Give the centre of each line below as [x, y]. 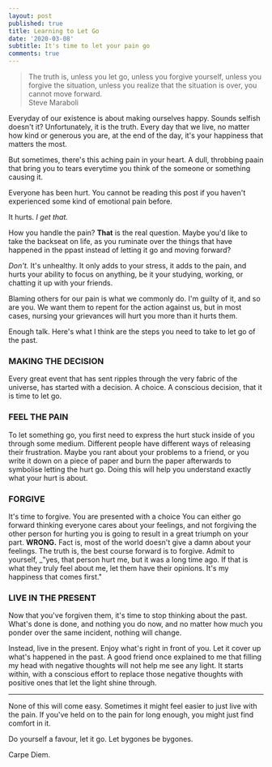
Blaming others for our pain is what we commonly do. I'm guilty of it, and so [134, 298]
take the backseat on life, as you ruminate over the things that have [121, 241]
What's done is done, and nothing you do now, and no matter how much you [136, 624]
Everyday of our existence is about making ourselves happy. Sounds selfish [134, 118]
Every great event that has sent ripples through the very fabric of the [123, 379]
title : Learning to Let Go [54, 31]
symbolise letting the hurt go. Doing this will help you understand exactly [130, 469]
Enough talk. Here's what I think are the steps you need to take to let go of [132, 332]
